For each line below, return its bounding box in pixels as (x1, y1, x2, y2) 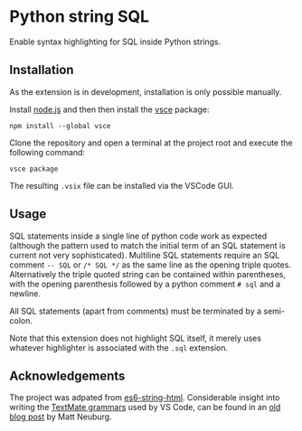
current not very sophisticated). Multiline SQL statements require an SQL (9, 249, 280, 260)
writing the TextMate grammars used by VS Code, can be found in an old (9, 402, 281, 413)
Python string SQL (9, 6, 150, 27)
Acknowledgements (9, 368, 126, 383)
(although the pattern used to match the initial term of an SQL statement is (9, 239, 287, 250)
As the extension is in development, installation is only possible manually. (9, 86, 282, 97)
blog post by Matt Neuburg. (9, 411, 112, 422)
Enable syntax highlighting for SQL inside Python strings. (9, 36, 222, 47)
